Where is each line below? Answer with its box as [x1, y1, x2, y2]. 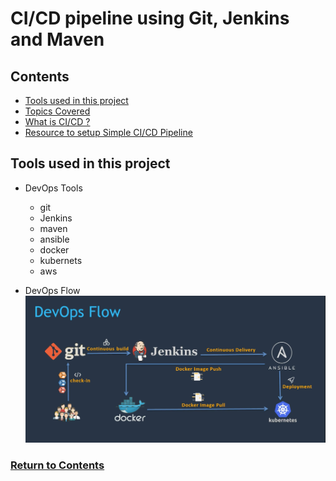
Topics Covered [24, 105, 91, 117]
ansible [39, 233, 70, 245]
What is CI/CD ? [24, 116, 91, 127]
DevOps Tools [24, 182, 83, 194]
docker [39, 243, 70, 256]
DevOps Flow [24, 284, 81, 296]
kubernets [39, 254, 83, 266]
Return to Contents [10, 458, 105, 472]
